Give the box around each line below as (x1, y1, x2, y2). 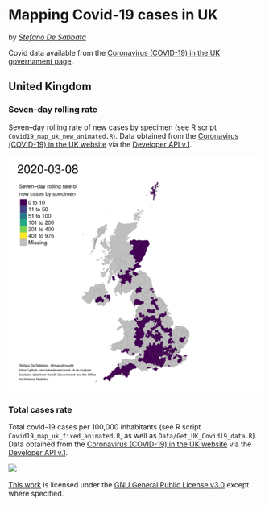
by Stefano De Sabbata (8, 32, 87, 42)
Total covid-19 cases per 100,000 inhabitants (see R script (8, 421, 201, 432)
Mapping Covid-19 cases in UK (8, 6, 219, 24)
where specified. (8, 488, 64, 498)
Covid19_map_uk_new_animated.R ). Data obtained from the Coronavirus (8, 131, 239, 140)
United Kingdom (8, 80, 92, 93)
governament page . (8, 56, 74, 66)
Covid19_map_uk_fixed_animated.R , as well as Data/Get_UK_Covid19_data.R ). (8, 430, 258, 440)
